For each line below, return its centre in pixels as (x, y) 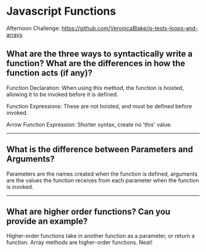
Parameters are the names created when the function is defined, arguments (102, 174)
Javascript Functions (61, 11)
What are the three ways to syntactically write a (100, 54)
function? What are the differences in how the (96, 63)
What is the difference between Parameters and (100, 150)
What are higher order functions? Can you (88, 211)
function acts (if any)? (50, 73)
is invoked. (20, 187)
